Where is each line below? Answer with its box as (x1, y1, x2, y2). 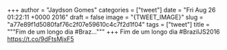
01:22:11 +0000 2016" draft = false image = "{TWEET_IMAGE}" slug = (7, 13, 204, 21)
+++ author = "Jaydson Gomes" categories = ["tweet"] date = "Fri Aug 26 (7, 6, 216, 14)
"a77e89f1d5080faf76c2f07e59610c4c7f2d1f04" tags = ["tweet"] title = (7, 21, 210, 28)
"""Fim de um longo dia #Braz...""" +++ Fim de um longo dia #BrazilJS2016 (7, 27, 220, 36)
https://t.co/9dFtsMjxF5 (7, 35, 74, 43)
